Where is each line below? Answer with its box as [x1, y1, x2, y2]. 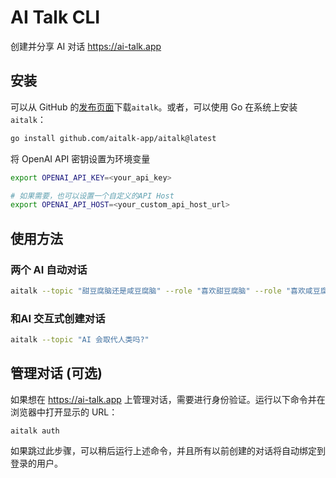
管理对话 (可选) [10, 365, 103, 382]
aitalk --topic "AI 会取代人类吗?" [10, 335, 150, 345]
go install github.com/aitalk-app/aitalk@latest [10, 133, 217, 143]
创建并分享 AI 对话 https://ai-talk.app [10, 40, 162, 52]
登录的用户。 [10, 457, 63, 469]
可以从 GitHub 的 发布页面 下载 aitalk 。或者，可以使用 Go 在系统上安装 [10, 101, 298, 113]
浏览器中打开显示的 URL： [10, 406, 118, 418]
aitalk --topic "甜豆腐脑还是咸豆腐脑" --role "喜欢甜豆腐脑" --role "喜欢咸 [10, 286, 313, 296]
